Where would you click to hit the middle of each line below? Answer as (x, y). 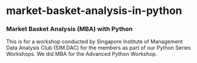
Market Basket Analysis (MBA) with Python (70, 29)
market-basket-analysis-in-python (94, 11)
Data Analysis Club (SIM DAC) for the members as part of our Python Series (98, 48)
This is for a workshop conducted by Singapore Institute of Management (95, 41)
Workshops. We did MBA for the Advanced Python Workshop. (82, 54)
